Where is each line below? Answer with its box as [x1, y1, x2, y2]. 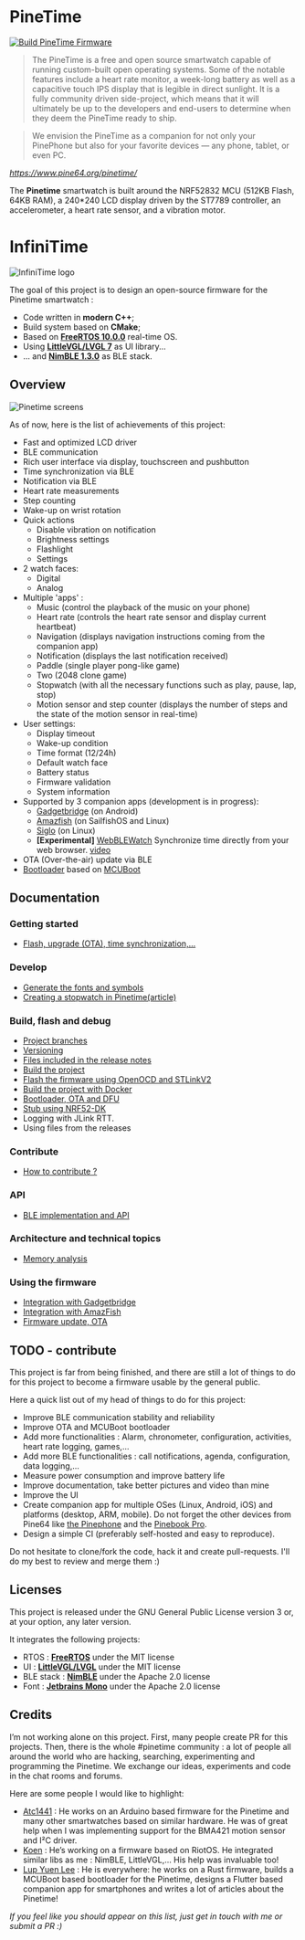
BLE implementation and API [22, 1209, 130, 1220]
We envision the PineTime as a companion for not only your [31, 130, 256, 141]
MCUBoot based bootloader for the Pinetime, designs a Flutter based [22, 1873, 283, 1884]
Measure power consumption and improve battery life [22, 1470, 226, 1481]
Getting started [9, 918, 79, 930]
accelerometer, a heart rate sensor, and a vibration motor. [9, 204, 226, 216]
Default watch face [36, 756, 109, 768]
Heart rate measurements [22, 485, 120, 496]
